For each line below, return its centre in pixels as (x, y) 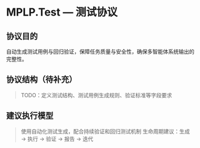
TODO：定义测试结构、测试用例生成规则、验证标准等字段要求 (96, 95)
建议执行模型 (30, 116)
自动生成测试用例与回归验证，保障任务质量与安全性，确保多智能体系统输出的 (100, 52)
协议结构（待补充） (41, 80)
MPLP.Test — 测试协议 (62, 12)
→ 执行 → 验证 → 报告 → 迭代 (57, 138)
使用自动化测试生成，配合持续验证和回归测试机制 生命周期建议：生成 (105, 131)
